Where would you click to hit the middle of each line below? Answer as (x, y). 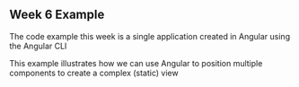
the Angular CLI (38, 46)
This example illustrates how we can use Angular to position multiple (136, 63)
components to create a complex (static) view (94, 73)
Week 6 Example (57, 15)
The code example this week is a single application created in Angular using (149, 36)
